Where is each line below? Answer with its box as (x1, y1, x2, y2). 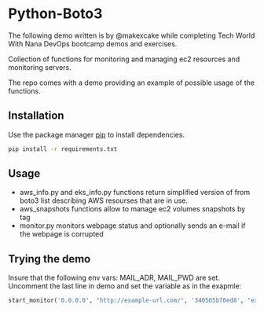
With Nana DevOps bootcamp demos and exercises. (8, 39, 178, 48)
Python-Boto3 (8, 5, 103, 23)
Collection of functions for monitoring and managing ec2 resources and (8, 54, 240, 64)
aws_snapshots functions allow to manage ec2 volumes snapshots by (19, 204, 246, 214)
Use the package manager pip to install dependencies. (8, 130, 185, 139)
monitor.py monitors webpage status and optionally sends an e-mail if (19, 221, 246, 230)
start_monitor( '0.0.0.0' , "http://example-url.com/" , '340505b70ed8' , (8, 296, 244, 305)
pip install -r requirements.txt (8, 145, 118, 153)
